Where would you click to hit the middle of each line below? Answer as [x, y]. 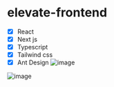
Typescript [32, 47]
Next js [27, 39]
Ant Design [33, 62]
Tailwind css [35, 55]
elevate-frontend [57, 13]
